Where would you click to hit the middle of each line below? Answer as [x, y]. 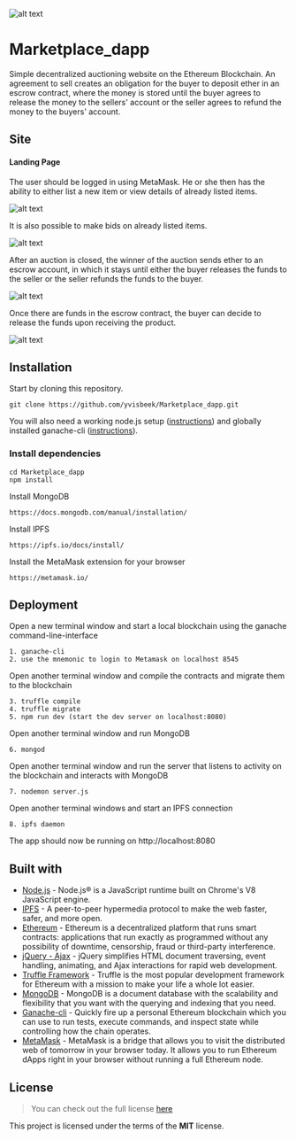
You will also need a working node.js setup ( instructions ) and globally [136, 422]
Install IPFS [30, 529]
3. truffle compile [45, 702]
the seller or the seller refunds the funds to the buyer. [106, 278]
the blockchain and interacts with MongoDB [89, 776]
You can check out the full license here [102, 1109]
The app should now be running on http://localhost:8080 [112, 841]
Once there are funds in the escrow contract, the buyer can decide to [136, 313]
